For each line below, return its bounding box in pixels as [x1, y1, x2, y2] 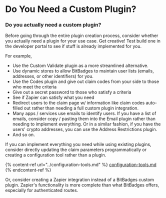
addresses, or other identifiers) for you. [12, 73, 94, 79]
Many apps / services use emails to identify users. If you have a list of [12, 110, 156, 116]
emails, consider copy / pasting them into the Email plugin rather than [12, 116, 156, 122]
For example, [5, 53, 32, 59]
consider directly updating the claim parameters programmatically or [5, 146, 146, 153]
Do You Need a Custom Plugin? [5, 3, 136, 15]
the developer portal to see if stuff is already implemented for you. [5, 43, 142, 49]
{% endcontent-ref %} [5, 167, 51, 173]
